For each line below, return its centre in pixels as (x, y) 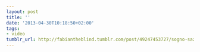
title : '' (18, 17)
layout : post (22, 12)
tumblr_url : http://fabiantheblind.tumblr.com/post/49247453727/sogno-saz (101, 39)
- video (16, 34)
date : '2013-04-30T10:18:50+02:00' (50, 23)
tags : (13, 28)
